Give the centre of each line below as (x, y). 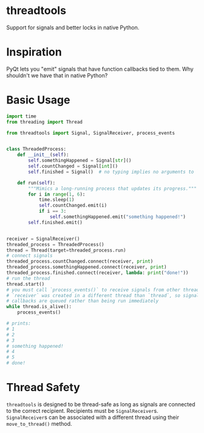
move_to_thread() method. (39, 424)
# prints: (19, 323)
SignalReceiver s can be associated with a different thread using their (93, 417)
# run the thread (28, 278)
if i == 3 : (53, 211)
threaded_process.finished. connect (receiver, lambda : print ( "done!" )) (97, 273)
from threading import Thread (45, 122)
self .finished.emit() (56, 222)
